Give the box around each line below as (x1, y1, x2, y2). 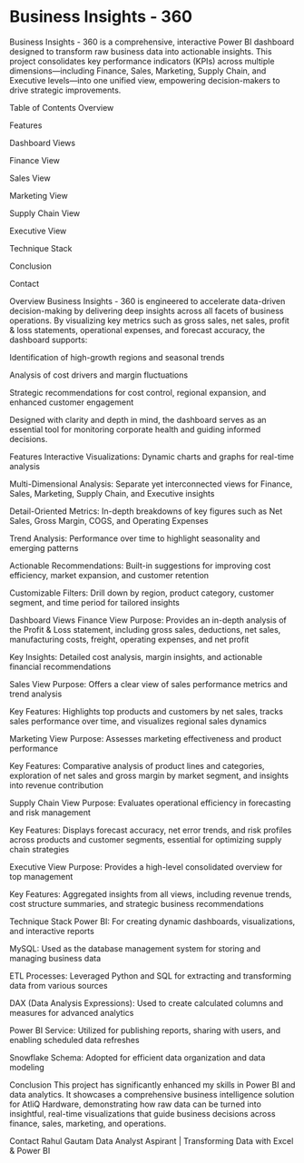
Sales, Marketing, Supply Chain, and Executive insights (9, 488, 215, 498)
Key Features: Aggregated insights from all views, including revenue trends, (9, 888, 292, 900)
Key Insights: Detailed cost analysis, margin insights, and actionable (9, 651, 263, 662)
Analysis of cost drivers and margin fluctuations (9, 370, 189, 380)
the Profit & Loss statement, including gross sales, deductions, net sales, (9, 624, 281, 635)
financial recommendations (9, 661, 112, 672)
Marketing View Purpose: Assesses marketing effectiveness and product (9, 733, 282, 744)
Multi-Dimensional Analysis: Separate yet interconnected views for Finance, (9, 478, 293, 489)
